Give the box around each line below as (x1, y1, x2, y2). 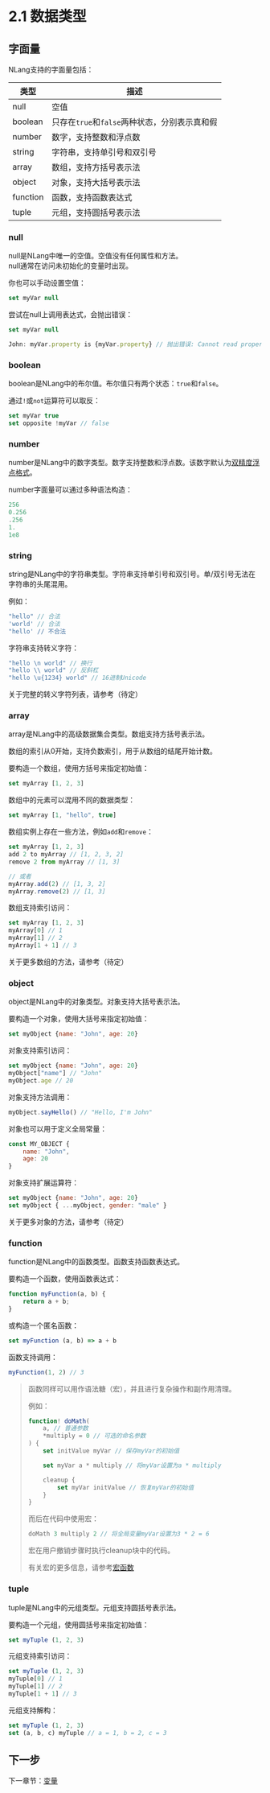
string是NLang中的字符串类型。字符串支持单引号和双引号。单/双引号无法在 (8, 569, 256, 579)
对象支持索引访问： (8, 1045, 72, 1055)
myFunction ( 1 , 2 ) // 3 (8, 1368, 84, 1376)
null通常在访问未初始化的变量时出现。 (8, 261, 133, 270)
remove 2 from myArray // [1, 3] (8, 858, 121, 866)
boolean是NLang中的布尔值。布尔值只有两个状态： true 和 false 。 (8, 379, 223, 389)
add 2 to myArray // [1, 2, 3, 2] (8, 851, 125, 859)
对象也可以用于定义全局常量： (8, 1123, 107, 1133)
